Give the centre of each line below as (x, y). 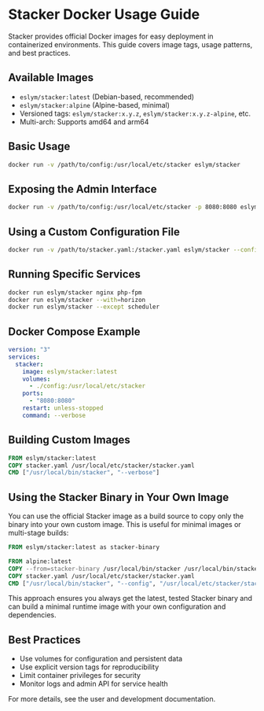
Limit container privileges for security (80, 676)
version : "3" (29, 350)
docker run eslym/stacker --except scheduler (84, 307)
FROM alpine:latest (40, 561)
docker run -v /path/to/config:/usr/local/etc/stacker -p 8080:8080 (123, 207)
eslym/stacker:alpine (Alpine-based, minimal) (95, 105)
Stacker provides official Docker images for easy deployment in (111, 36)
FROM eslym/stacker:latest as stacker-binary (84, 547)
